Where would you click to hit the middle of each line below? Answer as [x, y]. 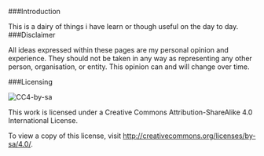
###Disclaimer [32, 35]
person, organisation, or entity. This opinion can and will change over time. [129, 67]
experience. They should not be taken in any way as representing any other [130, 58]
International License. [43, 120]
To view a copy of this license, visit [65, 136]
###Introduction [35, 11]
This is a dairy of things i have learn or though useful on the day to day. [123, 26]
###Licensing [30, 82]
